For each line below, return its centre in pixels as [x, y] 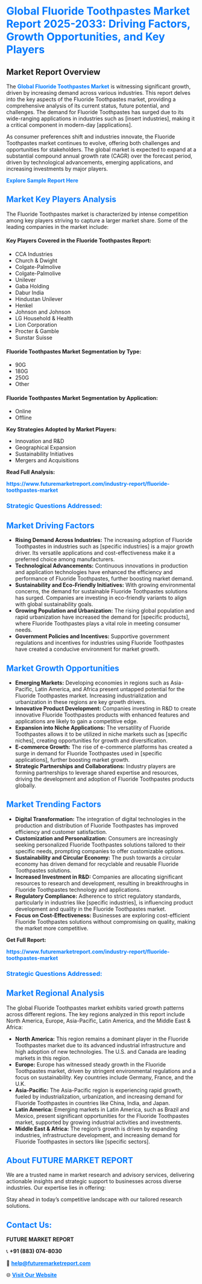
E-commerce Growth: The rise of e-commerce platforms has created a [104, 747]
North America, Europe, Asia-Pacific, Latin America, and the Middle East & [99, 1021]
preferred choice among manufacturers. [65, 560]
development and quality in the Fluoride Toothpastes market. [90, 909]
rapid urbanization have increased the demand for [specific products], [102, 617]
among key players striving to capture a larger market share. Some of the [97, 220]
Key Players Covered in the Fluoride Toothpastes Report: [79, 240]
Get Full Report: [26, 940]
